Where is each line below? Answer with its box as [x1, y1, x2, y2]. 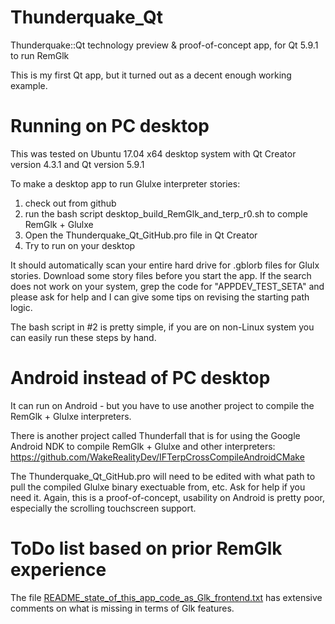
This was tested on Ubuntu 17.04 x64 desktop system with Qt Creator [10, 147, 297, 160]
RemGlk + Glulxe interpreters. [10, 410, 132, 422]
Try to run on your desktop [24, 239, 136, 251]
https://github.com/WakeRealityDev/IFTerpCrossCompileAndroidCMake [10, 451, 305, 463]
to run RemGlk [10, 49, 70, 61]
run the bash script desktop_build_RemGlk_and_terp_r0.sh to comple [24, 207, 308, 220]
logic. [10, 301, 33, 313]
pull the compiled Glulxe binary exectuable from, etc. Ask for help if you [10, 481, 306, 493]
